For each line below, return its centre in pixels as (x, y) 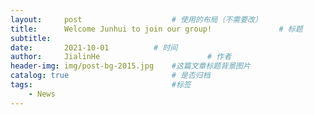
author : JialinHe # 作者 (121, 57)
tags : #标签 (101, 85)
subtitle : (31, 38)
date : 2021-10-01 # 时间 (94, 47)
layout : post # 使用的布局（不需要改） (136, 19)
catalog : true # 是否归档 (110, 76)
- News (42, 94)
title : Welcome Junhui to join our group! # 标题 (156, 29)
